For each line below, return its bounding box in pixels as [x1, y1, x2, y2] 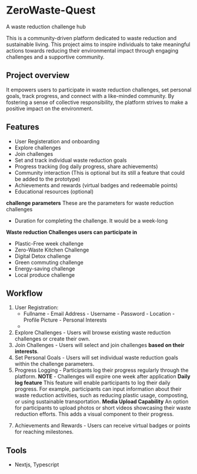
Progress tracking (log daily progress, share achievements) [14, 163, 158, 170]
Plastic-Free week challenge [14, 240, 84, 247]
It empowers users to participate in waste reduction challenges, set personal [6, 86, 192, 93]
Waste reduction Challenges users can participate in [6, 228, 138, 236]
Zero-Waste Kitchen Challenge [14, 246, 89, 253]
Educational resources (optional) [14, 188, 94, 195]
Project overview [6, 70, 70, 80]
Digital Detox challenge [14, 252, 71, 260]
